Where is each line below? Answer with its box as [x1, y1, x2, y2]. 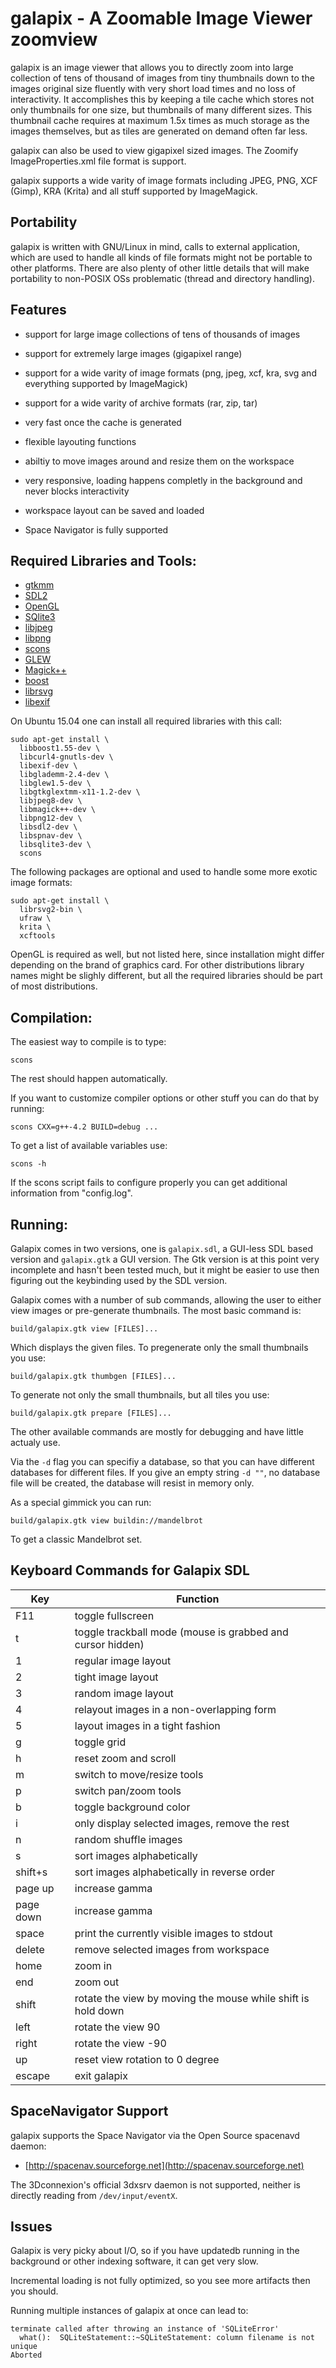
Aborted [10, 2350, 43, 2361]
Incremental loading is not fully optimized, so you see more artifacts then [10, 2275, 311, 2287]
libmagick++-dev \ [19, 805, 97, 815]
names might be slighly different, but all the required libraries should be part [10, 970, 323, 982]
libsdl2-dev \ [19, 822, 78, 832]
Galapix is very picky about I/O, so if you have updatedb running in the [10, 2245, 300, 2257]
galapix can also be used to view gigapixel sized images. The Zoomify [10, 144, 299, 156]
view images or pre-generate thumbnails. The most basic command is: [10, 1305, 302, 1316]
